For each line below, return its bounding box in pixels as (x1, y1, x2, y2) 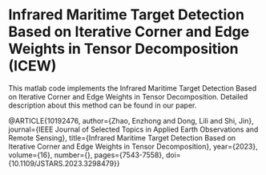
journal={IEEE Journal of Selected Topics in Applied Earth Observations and (8, 124, 259, 134)
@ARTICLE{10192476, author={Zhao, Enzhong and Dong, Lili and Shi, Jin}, (8, 116, 254, 125)
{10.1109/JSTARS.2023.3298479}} (8, 158, 120, 168)
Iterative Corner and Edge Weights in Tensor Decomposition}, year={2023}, (8, 141, 258, 151)
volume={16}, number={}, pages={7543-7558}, (8, 150, 164, 160)
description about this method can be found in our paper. (8, 100, 197, 110)
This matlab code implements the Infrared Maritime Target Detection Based (8, 83, 257, 93)
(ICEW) (8, 57, 57, 75)
